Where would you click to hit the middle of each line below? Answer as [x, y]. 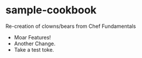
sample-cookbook [51, 10]
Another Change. [35, 43]
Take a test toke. [34, 49]
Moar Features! [32, 37]
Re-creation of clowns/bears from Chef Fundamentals [71, 26]
